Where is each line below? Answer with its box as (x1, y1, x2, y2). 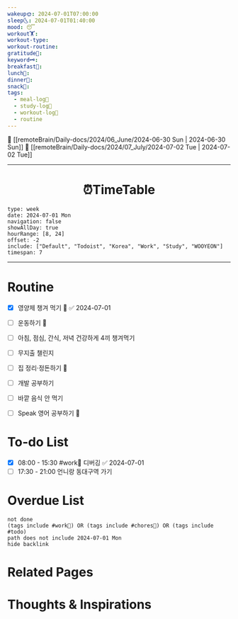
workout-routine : (7, 43, 59, 50)
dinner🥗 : (7, 76, 33, 84)
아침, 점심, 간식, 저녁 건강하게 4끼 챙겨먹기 (17, 334, 135, 342)
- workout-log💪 (13, 109, 59, 116)
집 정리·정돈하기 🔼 (17, 363, 68, 372)
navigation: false (7, 217, 62, 225)
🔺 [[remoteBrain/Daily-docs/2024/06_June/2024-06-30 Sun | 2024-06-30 (7, 135, 226, 144)
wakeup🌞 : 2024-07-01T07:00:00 (7, 10, 99, 18)
